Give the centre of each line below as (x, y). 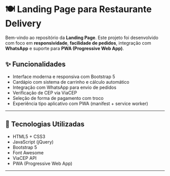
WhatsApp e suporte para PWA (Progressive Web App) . (65, 48)
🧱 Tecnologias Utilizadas (45, 124)
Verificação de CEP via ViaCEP (45, 93)
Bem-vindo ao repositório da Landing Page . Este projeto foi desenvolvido (82, 38)
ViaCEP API (25, 158)
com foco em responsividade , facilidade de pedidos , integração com (78, 43)
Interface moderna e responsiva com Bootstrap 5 (64, 77)
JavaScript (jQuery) (33, 142)
